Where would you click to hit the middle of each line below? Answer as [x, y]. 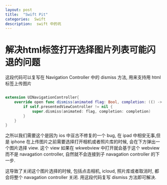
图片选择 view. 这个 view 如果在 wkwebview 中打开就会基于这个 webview [84, 148]
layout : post [19, 10]
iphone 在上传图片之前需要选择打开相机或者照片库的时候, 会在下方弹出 [83, 142]
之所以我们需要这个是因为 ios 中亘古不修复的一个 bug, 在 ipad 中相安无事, [81, 135]
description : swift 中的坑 [33, 24]
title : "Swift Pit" [27, 14]
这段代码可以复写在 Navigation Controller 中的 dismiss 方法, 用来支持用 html [83, 77]
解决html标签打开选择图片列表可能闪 [80, 50]
